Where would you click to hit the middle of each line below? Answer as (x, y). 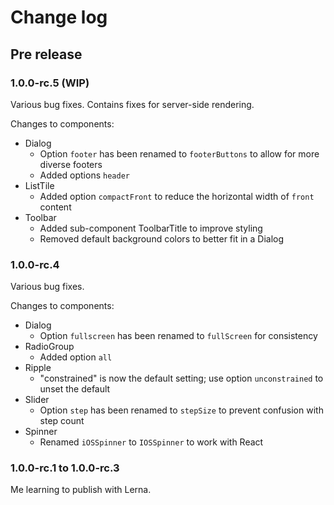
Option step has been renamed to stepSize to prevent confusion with (181, 410)
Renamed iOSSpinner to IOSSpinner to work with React (151, 442)
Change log (59, 17)
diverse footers (71, 164)
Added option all (76, 357)
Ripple (38, 368)
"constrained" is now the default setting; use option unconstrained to (181, 378)
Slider (37, 400)
